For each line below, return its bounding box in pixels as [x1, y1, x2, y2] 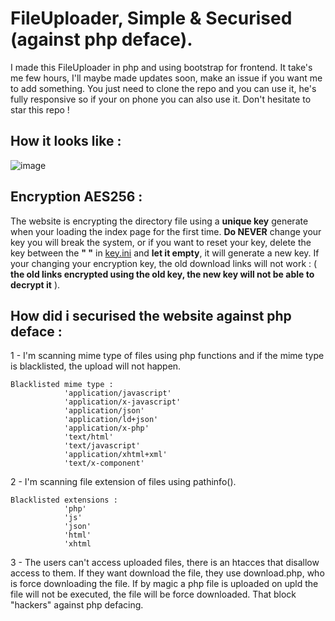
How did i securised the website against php [10, 307, 292, 324]
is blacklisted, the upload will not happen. [10, 360, 182, 372]
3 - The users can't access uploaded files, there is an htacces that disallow [10, 557, 320, 569]
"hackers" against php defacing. [10, 599, 144, 611]
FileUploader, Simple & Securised [10, 7, 293, 30]
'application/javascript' [63, 388, 172, 399]
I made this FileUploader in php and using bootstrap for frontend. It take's [10, 61, 313, 73]
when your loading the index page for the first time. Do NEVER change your [10, 225, 322, 237]
